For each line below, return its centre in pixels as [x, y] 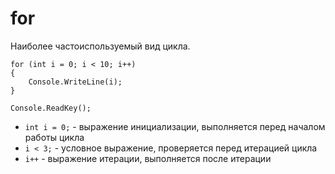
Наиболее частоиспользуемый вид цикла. [100, 46]
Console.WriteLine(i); [75, 82]
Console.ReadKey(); [51, 108]
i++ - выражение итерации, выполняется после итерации [148, 158]
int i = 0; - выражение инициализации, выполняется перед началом [175, 126]
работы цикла [54, 137]
